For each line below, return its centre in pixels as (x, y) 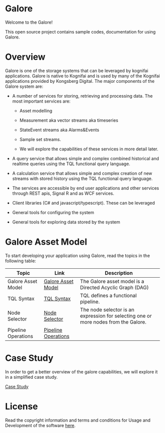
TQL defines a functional (109, 295)
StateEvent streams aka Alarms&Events (59, 130)
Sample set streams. (40, 139)
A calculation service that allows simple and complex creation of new (82, 173)
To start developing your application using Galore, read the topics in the (78, 255)
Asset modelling (36, 110)
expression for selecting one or (116, 316)
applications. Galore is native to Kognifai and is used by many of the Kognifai (82, 76)
